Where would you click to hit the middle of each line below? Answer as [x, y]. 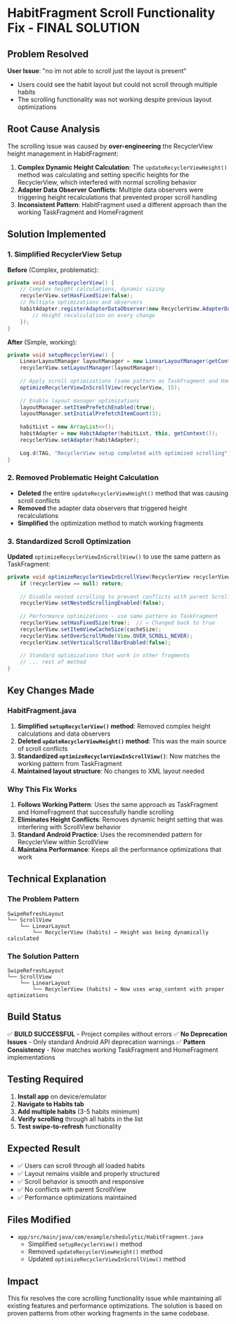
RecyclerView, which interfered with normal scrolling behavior [107, 182]
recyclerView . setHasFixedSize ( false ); [77, 296]
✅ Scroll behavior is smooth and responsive [81, 1181]
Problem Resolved [48, 54]
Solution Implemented [57, 234]
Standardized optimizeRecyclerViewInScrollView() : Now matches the [119, 756]
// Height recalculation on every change [94, 315]
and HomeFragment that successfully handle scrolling [96, 812]
